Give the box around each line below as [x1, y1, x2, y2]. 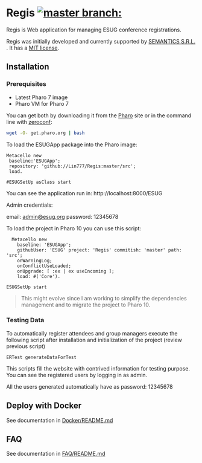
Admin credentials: [6, 201, 53, 209]
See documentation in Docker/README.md [6, 416, 113, 424]
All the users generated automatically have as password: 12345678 [6, 383, 173, 390]
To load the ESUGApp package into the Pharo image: [6, 141, 137, 148]
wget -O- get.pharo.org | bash [6, 130, 85, 136]
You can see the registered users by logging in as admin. [6, 371, 148, 378]
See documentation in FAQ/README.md [6, 450, 106, 458]
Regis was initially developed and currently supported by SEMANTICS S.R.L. [6, 37, 196, 45]
